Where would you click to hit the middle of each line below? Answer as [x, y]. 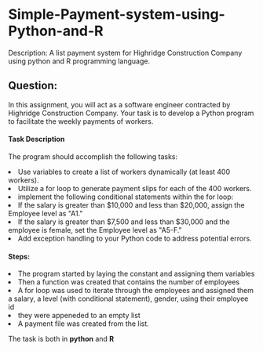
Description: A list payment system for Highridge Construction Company [125, 52]
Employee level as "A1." [46, 213]
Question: [33, 86]
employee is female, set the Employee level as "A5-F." [95, 230]
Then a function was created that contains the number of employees [129, 282]
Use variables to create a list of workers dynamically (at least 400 [124, 172]
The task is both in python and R [61, 339]
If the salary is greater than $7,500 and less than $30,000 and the [124, 222]
